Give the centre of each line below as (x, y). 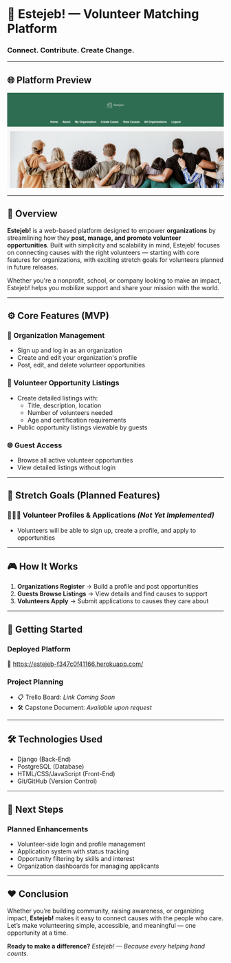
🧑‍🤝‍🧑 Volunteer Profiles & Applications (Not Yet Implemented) (111, 515)
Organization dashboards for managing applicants (88, 866)
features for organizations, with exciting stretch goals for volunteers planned (115, 260)
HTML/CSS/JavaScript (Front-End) (66, 774)
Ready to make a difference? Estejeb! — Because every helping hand (106, 946)
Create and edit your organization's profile (77, 358)
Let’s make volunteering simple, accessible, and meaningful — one (102, 925)
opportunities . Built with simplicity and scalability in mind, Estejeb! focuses (113, 245)
